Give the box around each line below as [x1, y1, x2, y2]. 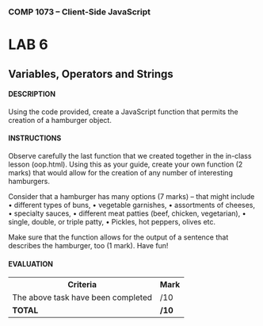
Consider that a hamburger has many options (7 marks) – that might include [8, 191, 255, 201]
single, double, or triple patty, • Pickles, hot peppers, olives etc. [8, 217, 216, 226]
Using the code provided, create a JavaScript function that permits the [8, 106, 239, 117]
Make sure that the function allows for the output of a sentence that [8, 232, 229, 242]
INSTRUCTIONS [8, 133, 62, 143]
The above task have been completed [12, 292, 153, 303]
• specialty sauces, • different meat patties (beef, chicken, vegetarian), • [8, 209, 247, 218]
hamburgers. [8, 176, 50, 186]
